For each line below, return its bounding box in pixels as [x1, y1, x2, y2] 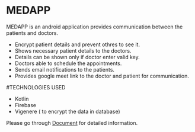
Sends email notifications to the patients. [14, 66, 114, 73]
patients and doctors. [6, 29, 58, 36]
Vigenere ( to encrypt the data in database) [14, 108, 120, 115]
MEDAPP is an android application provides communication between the [6, 23, 183, 30]
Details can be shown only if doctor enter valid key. [14, 53, 140, 60]
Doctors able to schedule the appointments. [14, 60, 122, 67]
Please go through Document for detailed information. [6, 119, 138, 126]
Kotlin [14, 95, 29, 102]
